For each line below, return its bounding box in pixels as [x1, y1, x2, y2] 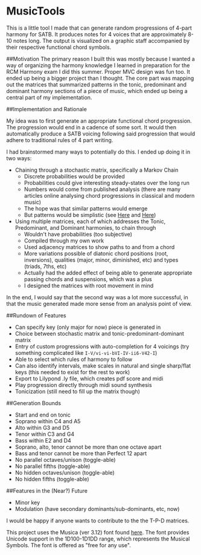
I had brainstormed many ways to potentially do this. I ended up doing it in [6, 148, 191, 155]
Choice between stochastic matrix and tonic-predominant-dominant [14, 329, 184, 337]
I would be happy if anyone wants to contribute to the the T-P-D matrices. [6, 517, 190, 524]
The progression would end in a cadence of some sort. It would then [6, 123, 177, 131]
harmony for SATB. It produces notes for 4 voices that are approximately [6, 30, 187, 37]
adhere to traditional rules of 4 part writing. [6, 136, 113, 143]
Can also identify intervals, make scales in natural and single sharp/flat [14, 362, 191, 369]
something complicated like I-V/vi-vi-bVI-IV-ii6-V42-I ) [14, 349, 158, 356]
